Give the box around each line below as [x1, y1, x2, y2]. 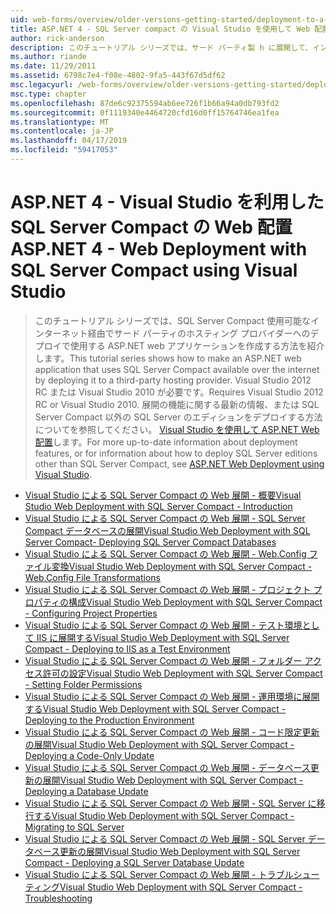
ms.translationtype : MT [10, 117, 110, 127]
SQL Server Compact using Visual [10, 259, 298, 282]
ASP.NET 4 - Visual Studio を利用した [10, 191, 325, 214]
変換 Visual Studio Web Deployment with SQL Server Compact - [51, 560, 313, 572]
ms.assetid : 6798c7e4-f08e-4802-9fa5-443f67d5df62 [10, 71, 226, 81]
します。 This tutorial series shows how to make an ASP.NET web [34, 352, 302, 364]
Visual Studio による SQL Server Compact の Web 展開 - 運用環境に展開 [24, 690, 320, 702]
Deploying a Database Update [24, 785, 149, 797]
